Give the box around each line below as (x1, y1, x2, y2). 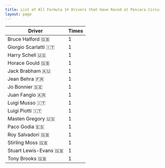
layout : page (5, 12, 32, 17)
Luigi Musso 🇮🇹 (7, 99, 46, 106)
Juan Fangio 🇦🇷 (7, 91, 46, 98)
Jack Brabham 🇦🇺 (7, 67, 51, 74)
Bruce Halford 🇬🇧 (7, 35, 50, 42)
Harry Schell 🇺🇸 (7, 51, 47, 58)
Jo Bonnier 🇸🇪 (7, 83, 43, 90)
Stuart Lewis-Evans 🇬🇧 (7, 147, 64, 154)
